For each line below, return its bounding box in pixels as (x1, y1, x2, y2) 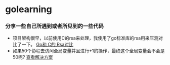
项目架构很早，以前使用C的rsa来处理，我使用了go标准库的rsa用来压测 (12, 35, 159, 41)
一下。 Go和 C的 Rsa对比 (21, 42, 73, 48)
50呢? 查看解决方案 (12, 54, 53, 60)
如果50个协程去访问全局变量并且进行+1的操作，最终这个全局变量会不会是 (12, 48, 165, 54)
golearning (5, 4, 52, 15)
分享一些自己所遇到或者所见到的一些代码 (5, 23, 104, 30)
